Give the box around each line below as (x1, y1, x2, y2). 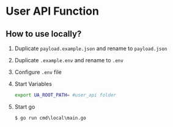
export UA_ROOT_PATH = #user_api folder (14, 92, 117, 98)
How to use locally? (6, 29, 82, 39)
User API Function (6, 4, 99, 18)
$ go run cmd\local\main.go (14, 115, 86, 121)
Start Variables (14, 81, 53, 87)
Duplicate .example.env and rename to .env (14, 57, 123, 64)
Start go (14, 103, 35, 111)
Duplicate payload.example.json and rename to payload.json (14, 45, 167, 52)
